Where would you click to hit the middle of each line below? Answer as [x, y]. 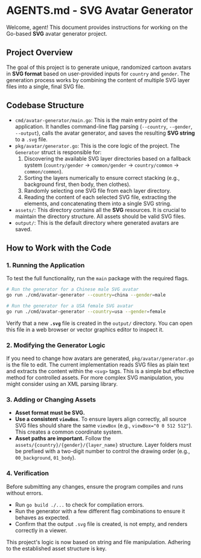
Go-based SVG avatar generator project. [57, 33]
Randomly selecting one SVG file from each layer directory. [97, 190]
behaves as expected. [43, 518]
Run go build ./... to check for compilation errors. [79, 504]
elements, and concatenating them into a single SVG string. [98, 204]
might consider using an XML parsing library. [62, 384]
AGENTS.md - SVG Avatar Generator [100, 11]
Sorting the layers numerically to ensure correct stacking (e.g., [102, 178]
